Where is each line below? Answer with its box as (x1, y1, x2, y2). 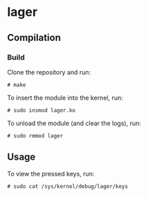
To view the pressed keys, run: (7, 169, 95, 178)
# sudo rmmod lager (7, 132, 64, 139)
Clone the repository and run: (7, 68, 91, 76)
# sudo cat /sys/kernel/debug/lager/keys (7, 182, 129, 190)
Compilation (7, 32, 61, 44)
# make (7, 81, 26, 88)
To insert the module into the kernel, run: (7, 93, 123, 102)
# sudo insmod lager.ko (7, 106, 76, 114)
